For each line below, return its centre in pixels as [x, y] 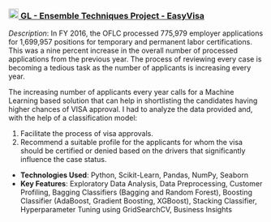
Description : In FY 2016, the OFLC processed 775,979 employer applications [136, 33]
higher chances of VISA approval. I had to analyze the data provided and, [131, 109]
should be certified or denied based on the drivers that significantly [133, 151]
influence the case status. [63, 160]
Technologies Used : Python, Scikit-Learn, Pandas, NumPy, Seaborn [134, 175]
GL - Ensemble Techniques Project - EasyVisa [112, 15]
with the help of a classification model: [73, 118]
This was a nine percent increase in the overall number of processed [123, 51]
